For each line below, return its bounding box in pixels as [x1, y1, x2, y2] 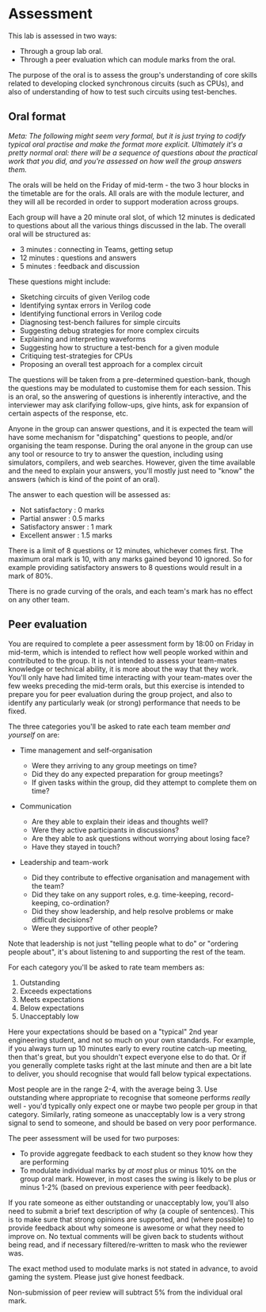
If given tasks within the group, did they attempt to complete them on [31, 778, 257, 787]
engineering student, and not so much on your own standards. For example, [8, 1035, 256, 1045]
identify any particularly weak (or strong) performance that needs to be [8, 698, 241, 707]
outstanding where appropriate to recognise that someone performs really [8, 1092, 251, 1102]
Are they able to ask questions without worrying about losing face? [31, 833, 250, 843]
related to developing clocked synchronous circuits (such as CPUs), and [8, 78, 244, 88]
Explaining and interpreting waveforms [19, 334, 146, 343]
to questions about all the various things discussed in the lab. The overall [8, 220, 246, 230]
